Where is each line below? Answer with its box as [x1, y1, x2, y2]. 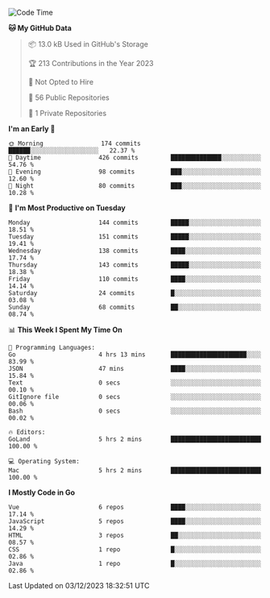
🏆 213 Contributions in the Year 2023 [27, 59, 155, 68]
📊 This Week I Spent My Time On [8, 325, 123, 334]
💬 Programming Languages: [8, 343, 95, 351]
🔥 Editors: [8, 428, 46, 436]
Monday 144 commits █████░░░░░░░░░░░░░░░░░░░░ [8, 218, 262, 226]
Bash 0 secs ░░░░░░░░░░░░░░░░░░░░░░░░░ [8, 407, 262, 415]
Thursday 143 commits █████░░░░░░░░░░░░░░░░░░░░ [8, 261, 262, 269]
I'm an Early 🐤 [8, 124, 56, 133]
